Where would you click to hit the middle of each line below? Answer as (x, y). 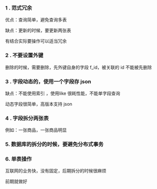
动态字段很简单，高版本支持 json (39, 104)
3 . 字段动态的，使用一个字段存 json (48, 81)
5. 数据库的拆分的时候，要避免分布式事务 (54, 144)
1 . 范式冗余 (19, 8)
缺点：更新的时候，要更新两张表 (38, 31)
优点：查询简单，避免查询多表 (36, 20)
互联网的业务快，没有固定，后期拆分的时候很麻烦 (56, 171)
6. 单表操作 (19, 159)
